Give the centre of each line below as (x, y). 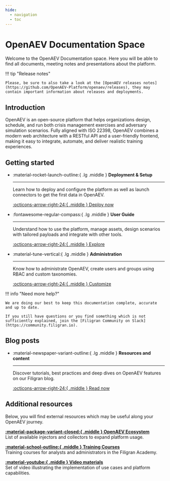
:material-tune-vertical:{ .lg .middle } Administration (67, 254)
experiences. (19, 147)
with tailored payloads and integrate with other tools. (68, 234)
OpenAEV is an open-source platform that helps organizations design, (78, 120)
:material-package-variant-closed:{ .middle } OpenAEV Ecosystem (77, 431)
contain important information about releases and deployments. (74, 92)
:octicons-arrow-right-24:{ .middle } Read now (61, 388)
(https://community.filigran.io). (42, 325)
